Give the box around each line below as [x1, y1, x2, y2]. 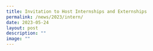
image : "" [6, 36, 31, 42]
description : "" [6, 30, 46, 36]
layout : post [6, 25, 39, 31]
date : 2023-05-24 [6, 19, 49, 25]
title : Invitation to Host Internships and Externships [6, 8, 147, 15]
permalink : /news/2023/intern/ [6, 14, 84, 20]
